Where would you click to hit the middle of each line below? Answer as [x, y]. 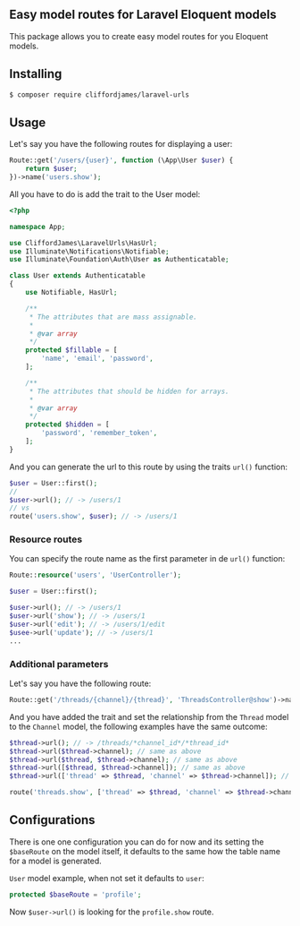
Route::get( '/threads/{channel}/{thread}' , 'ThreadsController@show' [142, 699]
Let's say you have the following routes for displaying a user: [121, 144]
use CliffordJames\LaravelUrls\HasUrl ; [83, 243]
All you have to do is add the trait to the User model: [105, 194]
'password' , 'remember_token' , [100, 433]
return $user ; [51, 169]
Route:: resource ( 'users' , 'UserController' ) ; [95, 575]
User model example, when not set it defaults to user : [107, 878]
